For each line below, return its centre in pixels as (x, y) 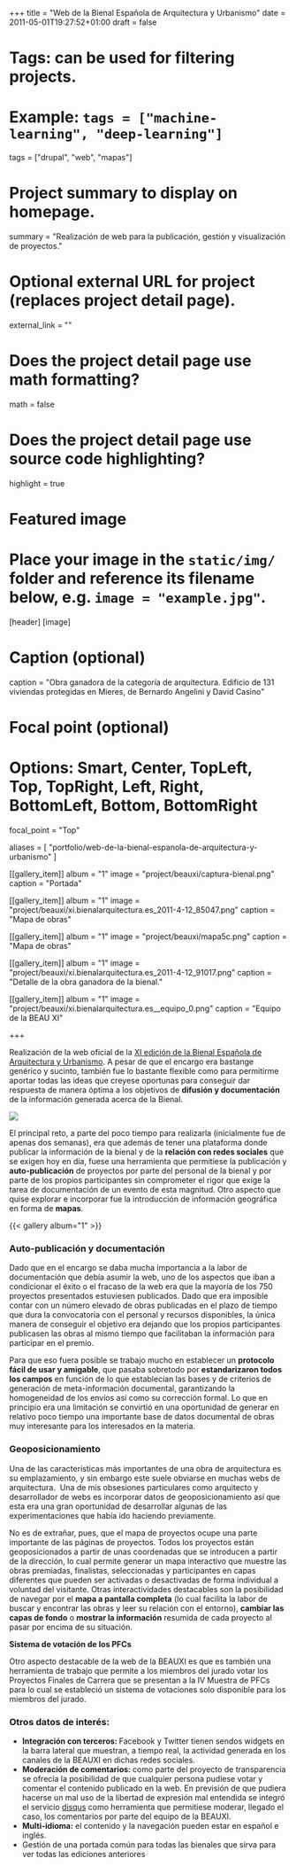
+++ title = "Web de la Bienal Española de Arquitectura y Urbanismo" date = (148, 13)
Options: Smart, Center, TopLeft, (131, 768)
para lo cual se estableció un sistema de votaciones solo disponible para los (148, 1689)
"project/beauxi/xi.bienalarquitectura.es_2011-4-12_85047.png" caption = (142, 910)
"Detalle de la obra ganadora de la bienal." (86, 982)
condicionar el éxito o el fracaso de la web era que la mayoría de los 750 (141, 1287)
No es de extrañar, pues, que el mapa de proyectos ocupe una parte (133, 1533)
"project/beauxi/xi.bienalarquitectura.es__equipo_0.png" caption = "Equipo (145, 1008)
